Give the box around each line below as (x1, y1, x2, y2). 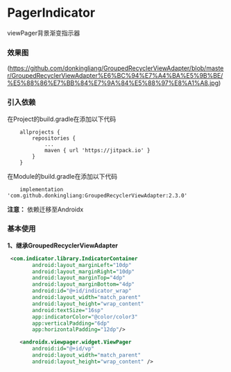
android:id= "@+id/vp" (32, 346, 95, 353)
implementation (19, 186, 64, 193)
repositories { (32, 134, 76, 142)
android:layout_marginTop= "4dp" (32, 275, 126, 282)
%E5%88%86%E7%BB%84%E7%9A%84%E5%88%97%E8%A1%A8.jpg (7, 79, 219, 88)
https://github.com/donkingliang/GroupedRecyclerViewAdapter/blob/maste (9, 64, 224, 72)
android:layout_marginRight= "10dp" (32, 268, 135, 275)
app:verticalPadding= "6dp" (32, 320, 110, 327)
